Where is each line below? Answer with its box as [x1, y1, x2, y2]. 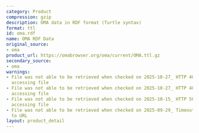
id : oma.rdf [6, 31, 36, 36]
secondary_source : [6, 58, 52, 64]
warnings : [6, 69, 31, 75]
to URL [11, 112, 28, 118]
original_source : [6, 42, 49, 48]
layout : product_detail [6, 118, 65, 124]
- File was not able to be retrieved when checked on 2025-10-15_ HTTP [6, 96, 187, 102]
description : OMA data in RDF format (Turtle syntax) [6, 19, 142, 25]
